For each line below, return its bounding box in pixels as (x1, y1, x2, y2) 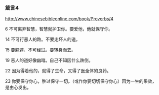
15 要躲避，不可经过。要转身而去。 (5, 47, 76, 53)
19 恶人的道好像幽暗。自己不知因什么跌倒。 (5, 58, 93, 63)
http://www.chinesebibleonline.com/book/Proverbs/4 (5, 16, 114, 22)
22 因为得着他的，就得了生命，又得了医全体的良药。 (5, 68, 112, 74)
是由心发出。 (5, 85, 31, 91)
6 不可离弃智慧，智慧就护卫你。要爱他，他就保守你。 (5, 26, 113, 32)
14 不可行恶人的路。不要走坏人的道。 (5, 36, 80, 42)
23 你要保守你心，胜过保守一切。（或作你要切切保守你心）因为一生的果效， (5, 78, 157, 84)
